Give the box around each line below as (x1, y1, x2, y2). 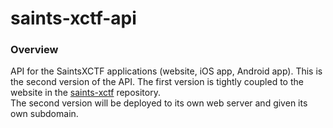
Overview (10, 43, 59, 57)
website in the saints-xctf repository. (10, 87, 161, 99)
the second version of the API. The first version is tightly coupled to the (10, 76, 304, 88)
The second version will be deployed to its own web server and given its (10, 97, 308, 109)
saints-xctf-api (10, 7, 137, 30)
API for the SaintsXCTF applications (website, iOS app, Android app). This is (10, 65, 323, 77)
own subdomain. (10, 108, 79, 120)
